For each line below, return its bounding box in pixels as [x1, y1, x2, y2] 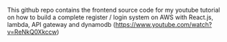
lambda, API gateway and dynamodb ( [7, 21, 116, 28]
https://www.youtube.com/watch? [115, 21, 213, 28]
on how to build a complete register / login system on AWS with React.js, [7, 13, 214, 21]
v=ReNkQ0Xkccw [7, 28, 57, 36]
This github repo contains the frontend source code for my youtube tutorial [7, 6, 221, 14]
